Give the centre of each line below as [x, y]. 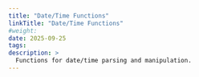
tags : [17, 46]
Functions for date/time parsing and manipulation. [104, 61]
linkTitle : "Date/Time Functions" [66, 23]
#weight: [23, 30]
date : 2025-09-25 [37, 38]
